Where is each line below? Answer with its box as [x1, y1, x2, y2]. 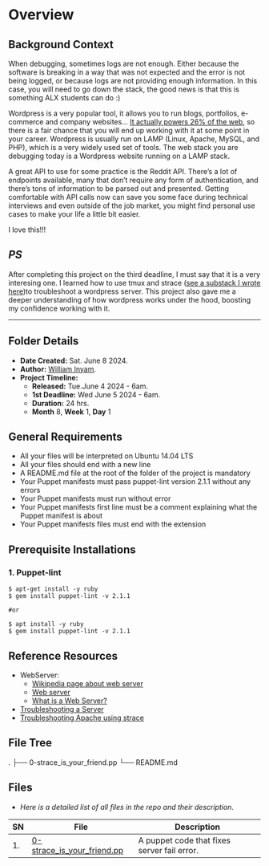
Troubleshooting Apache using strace [19, 713, 144, 722]
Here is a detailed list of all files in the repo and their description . [19, 802, 235, 811]
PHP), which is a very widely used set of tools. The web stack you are [8, 143, 239, 152]
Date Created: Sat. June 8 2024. [19, 356, 128, 365]
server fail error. [138, 844, 199, 856]
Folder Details [8, 335, 79, 348]
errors [19, 486, 41, 495]
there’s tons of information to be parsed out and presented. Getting [8, 184, 230, 193]
